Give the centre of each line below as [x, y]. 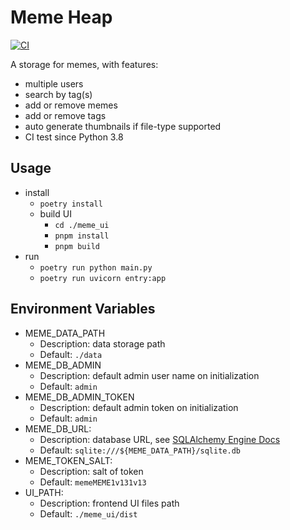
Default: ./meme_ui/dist [88, 513]
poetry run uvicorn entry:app [103, 278]
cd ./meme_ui [82, 225]
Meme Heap [61, 17]
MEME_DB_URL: [58, 428]
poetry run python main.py [96, 267]
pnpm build [77, 246]
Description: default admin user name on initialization [149, 375]
